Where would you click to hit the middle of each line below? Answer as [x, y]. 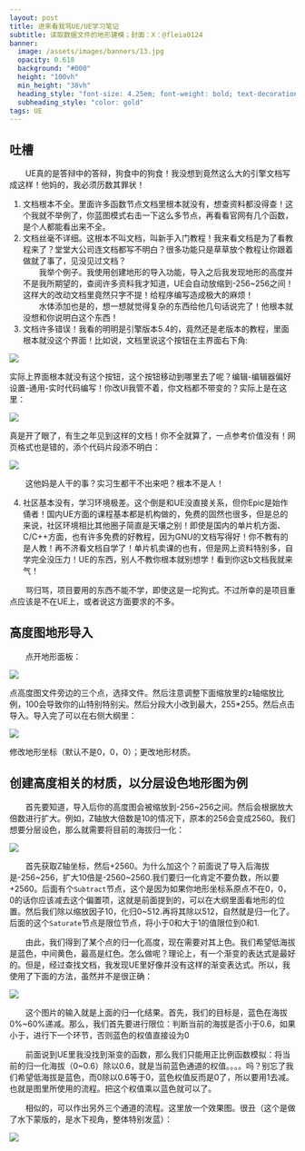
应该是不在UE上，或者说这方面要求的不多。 [98, 601]
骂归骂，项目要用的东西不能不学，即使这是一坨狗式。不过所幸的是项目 [157, 590]
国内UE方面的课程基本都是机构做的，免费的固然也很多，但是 [159, 514]
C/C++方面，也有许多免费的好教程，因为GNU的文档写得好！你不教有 [152, 537]
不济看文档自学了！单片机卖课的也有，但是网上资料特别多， [174, 548]
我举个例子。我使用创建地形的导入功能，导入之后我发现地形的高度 [162, 273]
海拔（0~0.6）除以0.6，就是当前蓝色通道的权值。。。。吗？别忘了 [167, 1066]
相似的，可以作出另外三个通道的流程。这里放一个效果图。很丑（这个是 [157, 1107]
